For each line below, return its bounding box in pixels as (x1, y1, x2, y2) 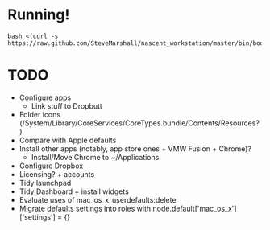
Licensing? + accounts (19, 169, 95, 179)
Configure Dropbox (19, 161, 84, 170)
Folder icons (19, 109, 61, 119)
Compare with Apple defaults (19, 135, 117, 145)
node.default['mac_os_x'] (152, 203, 237, 213)
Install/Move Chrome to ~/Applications (31, 152, 160, 162)
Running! (7, 6, 70, 24)
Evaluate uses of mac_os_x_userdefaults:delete (19, 195, 177, 204)
